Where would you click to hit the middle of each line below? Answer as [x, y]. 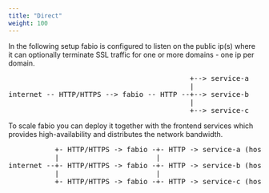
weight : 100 [28, 23]
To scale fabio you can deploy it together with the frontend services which [131, 126]
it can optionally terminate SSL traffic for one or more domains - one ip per [131, 54]
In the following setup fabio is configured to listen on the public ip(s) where [132, 46]
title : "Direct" [35, 16]
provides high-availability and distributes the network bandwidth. [116, 134]
